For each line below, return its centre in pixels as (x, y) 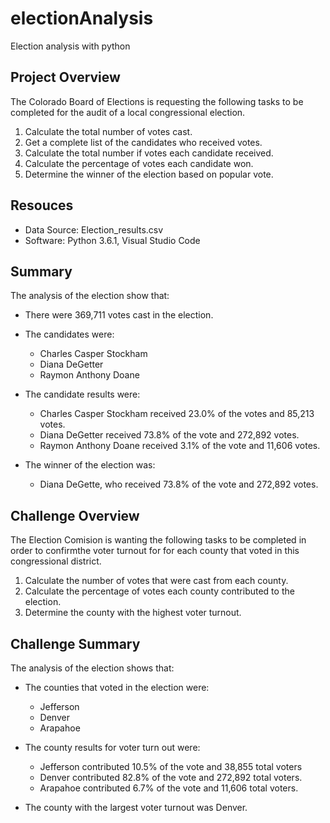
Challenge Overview (75, 515)
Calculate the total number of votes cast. (108, 131)
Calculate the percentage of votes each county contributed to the (159, 591)
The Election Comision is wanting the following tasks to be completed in (158, 540)
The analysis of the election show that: (90, 296)
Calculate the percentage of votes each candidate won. (139, 163)
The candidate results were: (82, 394)
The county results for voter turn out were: (112, 747)
